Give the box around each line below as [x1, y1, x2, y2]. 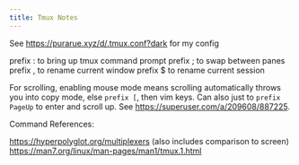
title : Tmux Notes [9, 13, 78, 22]
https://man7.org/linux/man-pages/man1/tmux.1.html [9, 145, 202, 156]
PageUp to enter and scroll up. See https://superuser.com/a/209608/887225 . [9, 100, 290, 112]
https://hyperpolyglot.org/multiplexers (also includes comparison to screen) [9, 135, 290, 146]
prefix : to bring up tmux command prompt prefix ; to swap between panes [9, 55, 286, 65]
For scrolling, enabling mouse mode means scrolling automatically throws [9, 82, 281, 92]
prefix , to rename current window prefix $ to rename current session [9, 65, 265, 75]
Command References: [9, 118, 94, 129]
